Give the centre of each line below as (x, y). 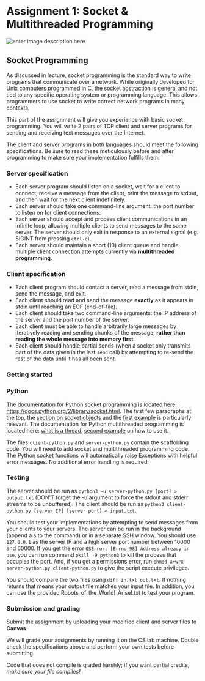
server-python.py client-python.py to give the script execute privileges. (98, 568)
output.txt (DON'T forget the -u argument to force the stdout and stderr (97, 497)
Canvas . (17, 628)
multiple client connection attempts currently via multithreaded (95, 251)
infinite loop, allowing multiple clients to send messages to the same (101, 226)
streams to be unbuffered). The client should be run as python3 (85, 504)
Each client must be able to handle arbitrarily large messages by (96, 326)
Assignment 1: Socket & (67, 11)
